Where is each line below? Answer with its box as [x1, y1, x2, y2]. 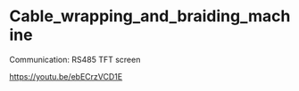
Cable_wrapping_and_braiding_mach [9, 6, 291, 27]
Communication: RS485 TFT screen [9, 54, 141, 64]
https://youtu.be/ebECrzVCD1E [9, 71, 123, 81]
